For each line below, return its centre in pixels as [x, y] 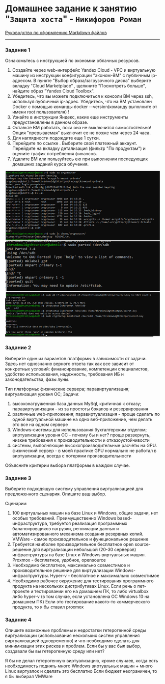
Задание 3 [18, 478]
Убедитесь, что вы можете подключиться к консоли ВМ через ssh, [82, 96]
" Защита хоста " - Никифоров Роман [73, 19]
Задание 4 [18, 620]
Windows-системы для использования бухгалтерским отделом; [80, 429]
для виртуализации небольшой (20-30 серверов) [84, 550]
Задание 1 [18, 50]
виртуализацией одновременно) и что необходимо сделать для [72, 641]
